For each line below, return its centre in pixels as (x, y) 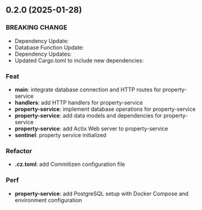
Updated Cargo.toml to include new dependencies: (79, 60)
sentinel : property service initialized (60, 135)
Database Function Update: (49, 47)
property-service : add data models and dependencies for (88, 115)
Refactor (19, 151)
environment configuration (48, 200)
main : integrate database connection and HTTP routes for (88, 89)
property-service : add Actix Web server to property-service (91, 129)
